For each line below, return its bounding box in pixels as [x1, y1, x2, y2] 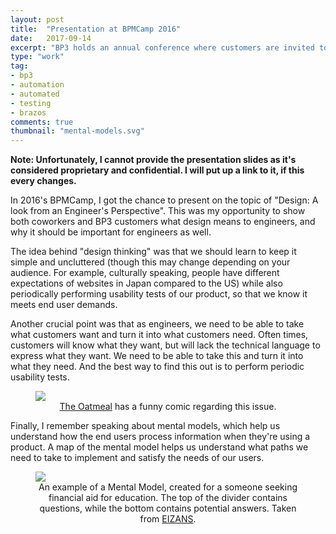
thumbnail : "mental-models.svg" [10, 126, 145, 136]
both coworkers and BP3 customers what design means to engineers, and [10, 216, 316, 228]
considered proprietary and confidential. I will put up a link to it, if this [10, 164, 305, 176]
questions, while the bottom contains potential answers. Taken [39, 502, 297, 515]
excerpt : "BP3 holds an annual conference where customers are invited [10, 42, 315, 53]
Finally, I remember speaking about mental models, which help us [10, 420, 281, 432]
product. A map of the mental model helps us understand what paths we [10, 441, 309, 453]
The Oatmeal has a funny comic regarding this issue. [59, 401, 277, 413]
